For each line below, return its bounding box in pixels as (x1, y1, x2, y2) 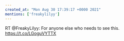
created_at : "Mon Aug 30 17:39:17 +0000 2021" (5, 7, 101, 12)
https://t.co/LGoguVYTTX (5, 30, 56, 36)
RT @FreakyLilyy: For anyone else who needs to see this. (5, 25, 120, 31)
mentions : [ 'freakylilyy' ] (5, 12, 60, 17)
